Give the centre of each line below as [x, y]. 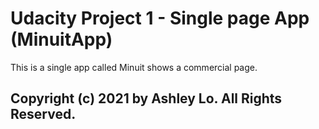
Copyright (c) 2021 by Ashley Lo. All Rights [146, 98]
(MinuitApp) [61, 39]
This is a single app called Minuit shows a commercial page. [134, 67]
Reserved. [43, 114]
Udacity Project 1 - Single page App [160, 18]
